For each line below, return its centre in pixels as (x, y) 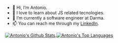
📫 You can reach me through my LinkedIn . (56, 23)
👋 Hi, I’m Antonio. (30, 8)
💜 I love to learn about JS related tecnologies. (58, 13)
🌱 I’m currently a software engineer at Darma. (58, 18)
